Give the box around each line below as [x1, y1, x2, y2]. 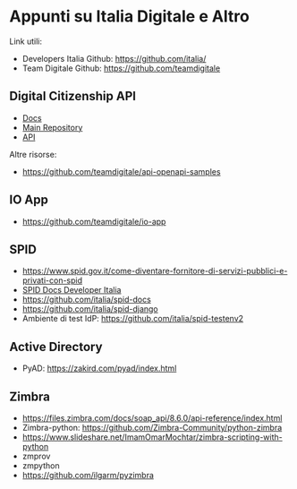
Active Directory [9, 339, 103, 355]
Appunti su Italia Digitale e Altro [9, 6, 250, 27]
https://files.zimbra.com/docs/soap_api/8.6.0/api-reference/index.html [21, 413, 283, 423]
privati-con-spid [21, 275, 83, 286]
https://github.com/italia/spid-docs [21, 294, 152, 305]
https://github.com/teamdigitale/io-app [21, 216, 166, 227]
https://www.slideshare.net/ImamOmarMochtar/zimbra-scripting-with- [21, 432, 284, 442]
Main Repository [21, 122, 83, 133]
